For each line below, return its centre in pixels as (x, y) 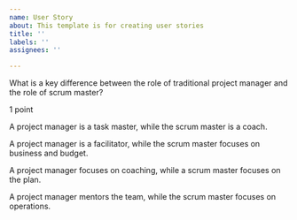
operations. (30, 206)
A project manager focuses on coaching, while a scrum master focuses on (145, 171)
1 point (21, 110)
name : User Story (41, 17)
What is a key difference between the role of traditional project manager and (148, 83)
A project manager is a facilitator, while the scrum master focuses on (135, 144)
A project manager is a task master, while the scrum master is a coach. (138, 127)
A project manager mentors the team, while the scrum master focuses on (143, 197)
